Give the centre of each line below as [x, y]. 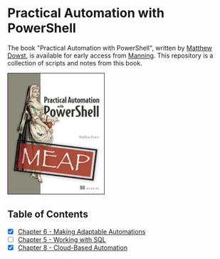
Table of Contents [48, 215]
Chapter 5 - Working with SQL [62, 239]
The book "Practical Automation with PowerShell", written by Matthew [110, 48]
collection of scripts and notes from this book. [75, 63]
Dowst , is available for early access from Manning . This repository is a [110, 55]
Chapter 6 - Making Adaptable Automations [82, 231]
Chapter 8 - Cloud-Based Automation [73, 248]
